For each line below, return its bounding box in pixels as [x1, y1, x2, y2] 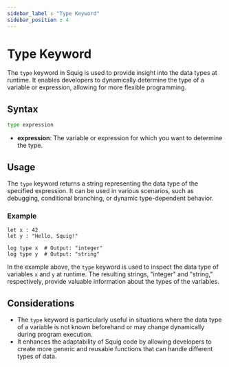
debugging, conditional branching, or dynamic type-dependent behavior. [7, 194, 214, 202]
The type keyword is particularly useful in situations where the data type [17, 315, 222, 324]
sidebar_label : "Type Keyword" [7, 10, 100, 17]
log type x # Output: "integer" [7, 245, 103, 252]
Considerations [7, 297, 75, 309]
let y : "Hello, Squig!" [7, 233, 78, 240]
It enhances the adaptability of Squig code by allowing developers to [17, 337, 212, 346]
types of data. [17, 352, 57, 361]
